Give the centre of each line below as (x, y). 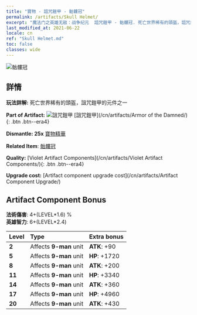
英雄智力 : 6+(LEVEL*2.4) (36, 222)
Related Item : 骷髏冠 (31, 146)
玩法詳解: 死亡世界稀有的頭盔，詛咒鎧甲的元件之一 (67, 102)
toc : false (19, 44)
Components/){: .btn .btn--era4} (45, 164)
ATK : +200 (104, 266)
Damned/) (175, 115)
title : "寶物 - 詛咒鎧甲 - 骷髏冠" (45, 11)
